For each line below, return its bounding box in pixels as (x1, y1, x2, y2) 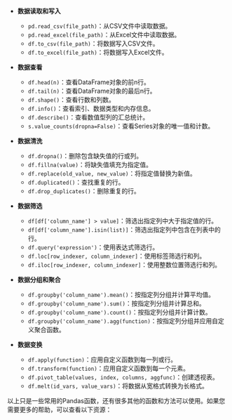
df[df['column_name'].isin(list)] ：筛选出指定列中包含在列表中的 (27, 225, 221, 234)
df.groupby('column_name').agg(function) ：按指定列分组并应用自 (27, 317, 219, 325)
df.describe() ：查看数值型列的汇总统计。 (27, 113, 149, 122)
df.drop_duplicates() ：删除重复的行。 (27, 187, 140, 195)
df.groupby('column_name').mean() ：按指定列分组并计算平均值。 (27, 291, 215, 298)
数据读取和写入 (17, 7, 61, 15)
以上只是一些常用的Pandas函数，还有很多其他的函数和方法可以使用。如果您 (7, 397, 226, 405)
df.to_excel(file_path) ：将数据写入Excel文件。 (27, 48, 168, 56)
